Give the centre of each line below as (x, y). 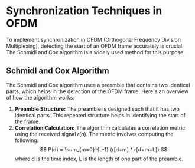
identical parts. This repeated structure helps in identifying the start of (100, 115)
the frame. (27, 121)
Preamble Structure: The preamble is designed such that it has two (97, 109)
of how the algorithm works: (40, 97)
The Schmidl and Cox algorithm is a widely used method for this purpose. (95, 52)
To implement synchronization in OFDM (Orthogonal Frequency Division (94, 39)
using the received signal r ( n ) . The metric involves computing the (94, 134)
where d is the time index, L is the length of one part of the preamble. (99, 159)
